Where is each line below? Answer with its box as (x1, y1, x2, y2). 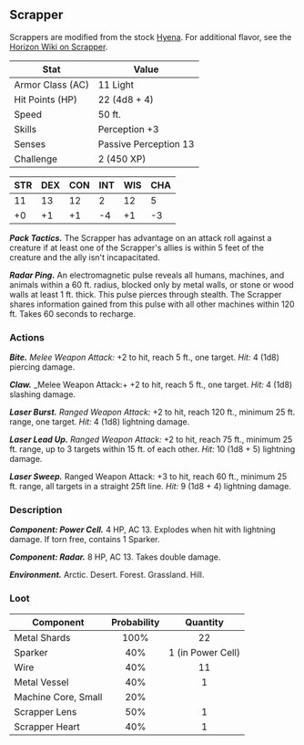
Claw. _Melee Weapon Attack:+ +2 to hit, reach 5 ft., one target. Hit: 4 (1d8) (9, 379, 293, 391)
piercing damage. (9, 362, 76, 372)
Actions (9, 331, 46, 343)
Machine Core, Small (14, 690, 103, 703)
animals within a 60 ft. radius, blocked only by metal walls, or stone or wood (9, 278, 294, 290)
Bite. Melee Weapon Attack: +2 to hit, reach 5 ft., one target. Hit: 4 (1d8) (9, 352, 280, 363)
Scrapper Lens (14, 705, 77, 718)
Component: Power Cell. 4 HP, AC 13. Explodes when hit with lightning (9, 524, 276, 535)
